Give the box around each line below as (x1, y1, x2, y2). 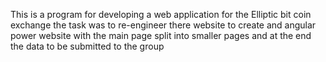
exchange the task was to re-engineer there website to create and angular (10, 19, 317, 31)
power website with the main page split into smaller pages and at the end (10, 30, 312, 41)
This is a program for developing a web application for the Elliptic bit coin (10, 9, 312, 20)
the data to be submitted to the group (10, 40, 165, 52)
